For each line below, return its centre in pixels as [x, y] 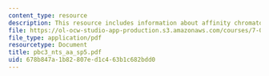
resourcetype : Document [48, 45]
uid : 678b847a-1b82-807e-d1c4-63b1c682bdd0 [82, 60]
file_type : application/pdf [55, 38]
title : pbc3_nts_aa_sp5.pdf [55, 52]
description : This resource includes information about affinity [119, 23]
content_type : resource [48, 15]
